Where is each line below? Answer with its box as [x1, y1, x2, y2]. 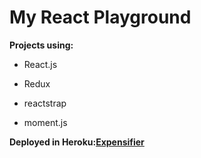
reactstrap [23, 97, 67, 109]
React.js [23, 58, 58, 70]
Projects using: [9, 39, 74, 51]
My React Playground [9, 6, 192, 29]
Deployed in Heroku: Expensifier [9, 136, 145, 148]
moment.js [23, 116, 68, 128]
